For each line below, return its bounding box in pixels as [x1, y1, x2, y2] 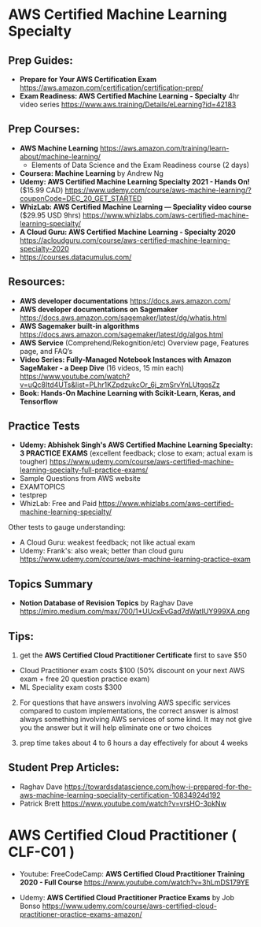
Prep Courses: [8, 122, 80, 136]
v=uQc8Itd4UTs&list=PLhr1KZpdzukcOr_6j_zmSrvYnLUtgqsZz [19, 380, 220, 389]
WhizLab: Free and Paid [19, 499, 97, 508]
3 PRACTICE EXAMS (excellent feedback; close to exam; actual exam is [19, 449, 253, 458]
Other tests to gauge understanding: [8, 523, 126, 532]
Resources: [8, 275, 65, 289]
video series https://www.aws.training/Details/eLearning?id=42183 [19, 100, 237, 109]
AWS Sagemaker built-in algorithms [19, 321, 140, 330]
